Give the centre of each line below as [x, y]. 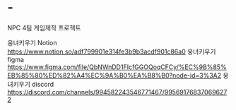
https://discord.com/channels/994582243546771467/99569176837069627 [117, 92]
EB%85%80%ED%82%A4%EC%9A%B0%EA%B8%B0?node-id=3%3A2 [114, 75]
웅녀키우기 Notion [32, 42]
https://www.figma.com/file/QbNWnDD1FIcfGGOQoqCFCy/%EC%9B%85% [117, 67]
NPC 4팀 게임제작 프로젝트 [44, 28]
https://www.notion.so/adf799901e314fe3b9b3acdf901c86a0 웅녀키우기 [112, 51]
